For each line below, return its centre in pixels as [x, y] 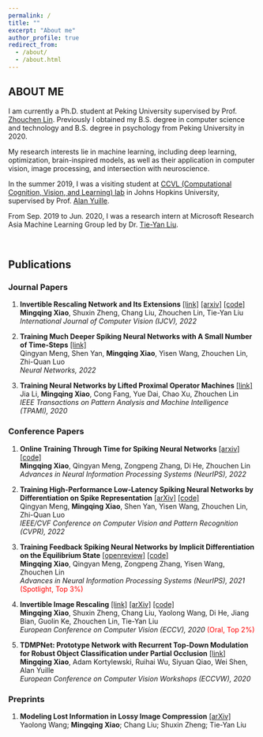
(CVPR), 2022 [42, 531]
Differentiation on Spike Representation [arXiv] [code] [109, 498]
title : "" [24, 23]
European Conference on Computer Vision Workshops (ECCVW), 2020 [135, 678]
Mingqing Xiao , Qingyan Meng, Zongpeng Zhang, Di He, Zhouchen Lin [135, 465]
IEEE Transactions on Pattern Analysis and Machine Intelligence [124, 403]
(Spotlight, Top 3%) [51, 589]
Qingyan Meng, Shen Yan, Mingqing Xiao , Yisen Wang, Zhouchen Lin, [134, 353]
